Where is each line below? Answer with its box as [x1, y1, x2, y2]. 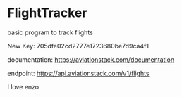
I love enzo [7, 82, 40, 91]
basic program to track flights [7, 28, 93, 37]
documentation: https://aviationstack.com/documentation [7, 55, 175, 64]
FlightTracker [7, 5, 87, 21]
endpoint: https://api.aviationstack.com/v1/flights [7, 69, 150, 77]
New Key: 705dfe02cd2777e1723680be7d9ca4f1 [7, 41, 150, 50]
